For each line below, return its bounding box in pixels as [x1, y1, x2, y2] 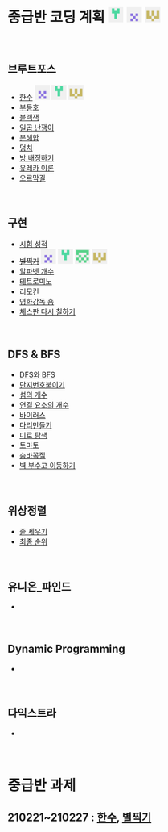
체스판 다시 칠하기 [18, 307, 76, 316]
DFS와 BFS [18, 370, 55, 380]
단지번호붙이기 [18, 380, 65, 390]
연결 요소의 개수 [18, 400, 69, 410]
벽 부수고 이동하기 [18, 461, 76, 470]
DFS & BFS [7, 347, 61, 361]
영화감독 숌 [18, 296, 55, 306]
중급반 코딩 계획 [7, 8, 105, 27]
